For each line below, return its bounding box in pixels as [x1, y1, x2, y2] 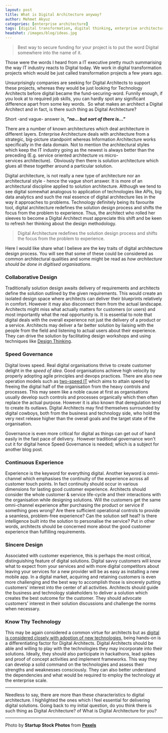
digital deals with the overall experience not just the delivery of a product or [5, 317, 161, 323]
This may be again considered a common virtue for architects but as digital [5, 629, 159, 636]
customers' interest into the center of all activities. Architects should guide [5, 584, 158, 591]
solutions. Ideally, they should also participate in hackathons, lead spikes [5, 651, 155, 657]
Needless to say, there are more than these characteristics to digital [5, 692, 145, 698]
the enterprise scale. [5, 677, 48, 683]
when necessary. [5, 606, 41, 612]
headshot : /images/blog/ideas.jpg [5, 31, 77, 36]
